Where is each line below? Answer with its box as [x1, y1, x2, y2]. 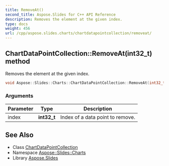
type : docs [5, 21, 28, 27]
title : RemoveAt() [5, 7, 44, 13]
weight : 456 [5, 26, 30, 31]
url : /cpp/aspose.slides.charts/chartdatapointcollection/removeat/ [5, 31, 152, 36]
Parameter [8, 105, 34, 112]
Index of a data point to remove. [60, 114, 136, 121]
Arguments [5, 92, 34, 99]
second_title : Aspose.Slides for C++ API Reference [5, 12, 116, 17]
